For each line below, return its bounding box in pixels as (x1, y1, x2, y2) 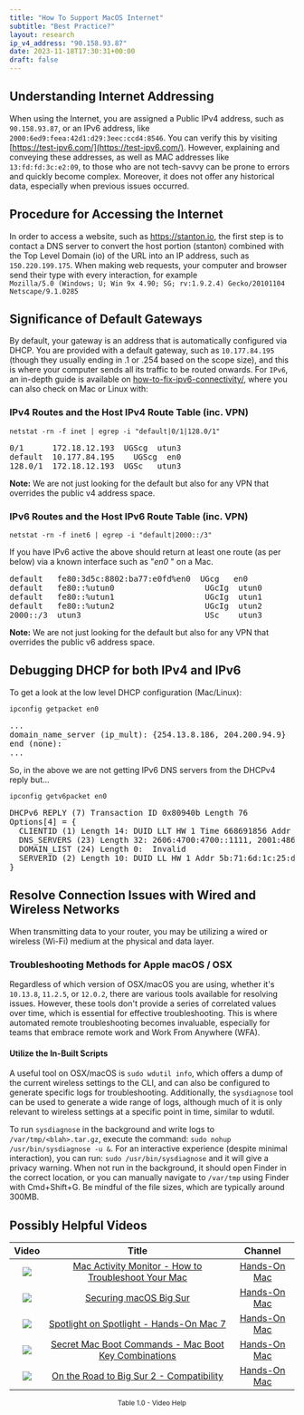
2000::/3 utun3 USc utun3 (9, 610, 262, 621)
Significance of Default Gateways (9, 312, 203, 327)
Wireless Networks (9, 902, 120, 917)
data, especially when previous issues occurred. (9, 180, 190, 191)
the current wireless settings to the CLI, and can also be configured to (9, 1078, 271, 1089)
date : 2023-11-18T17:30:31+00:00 (9, 47, 136, 56)
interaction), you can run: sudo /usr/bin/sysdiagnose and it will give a (9, 1153, 269, 1164)
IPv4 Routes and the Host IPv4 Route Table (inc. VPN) (9, 406, 249, 419)
